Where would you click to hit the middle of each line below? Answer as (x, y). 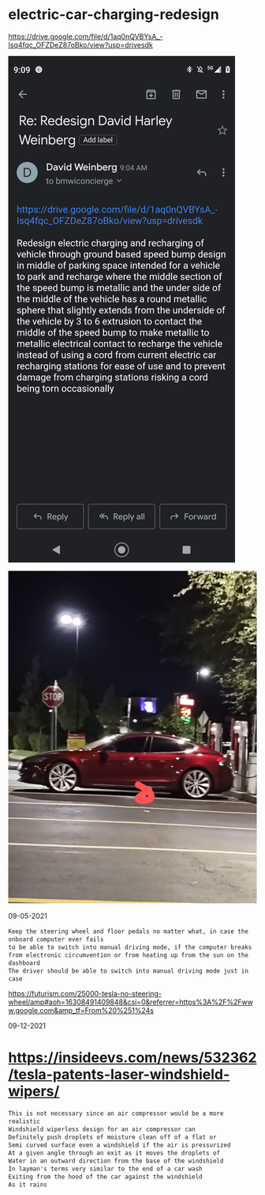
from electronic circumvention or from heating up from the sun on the (128, 955)
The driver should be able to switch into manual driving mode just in (128, 971)
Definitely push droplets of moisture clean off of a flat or (112, 1137)
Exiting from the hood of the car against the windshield (105, 1177)
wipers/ (34, 1092)
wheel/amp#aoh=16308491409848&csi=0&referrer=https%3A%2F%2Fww (131, 1002)
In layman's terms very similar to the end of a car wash (105, 1169)
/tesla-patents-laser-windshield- (119, 1075)
